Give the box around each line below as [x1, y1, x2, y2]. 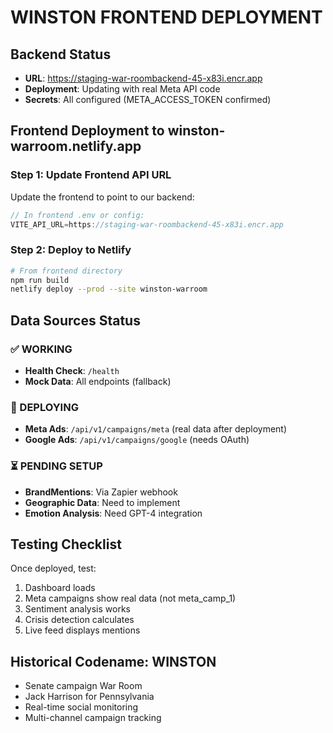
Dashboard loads [24, 582, 96, 594]
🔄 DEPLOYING [10, 400, 79, 414]
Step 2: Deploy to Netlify [10, 243, 132, 257]
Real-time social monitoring [24, 701, 139, 713]
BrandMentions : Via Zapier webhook [24, 486, 178, 498]
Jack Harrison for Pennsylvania [24, 691, 155, 703]
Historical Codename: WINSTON [10, 653, 217, 670]
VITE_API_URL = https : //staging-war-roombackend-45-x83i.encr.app [10, 219, 284, 230]
